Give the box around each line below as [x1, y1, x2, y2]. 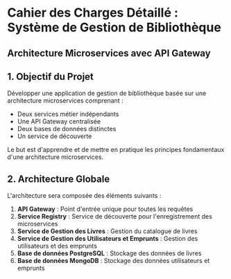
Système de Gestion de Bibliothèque [7, 19, 222, 35]
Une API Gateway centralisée [17, 117, 101, 126]
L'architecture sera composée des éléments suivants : [7, 192, 162, 200]
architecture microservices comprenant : [7, 96, 123, 105]
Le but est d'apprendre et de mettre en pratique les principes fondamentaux [7, 146, 225, 154]
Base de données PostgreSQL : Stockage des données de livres [17, 249, 202, 257]
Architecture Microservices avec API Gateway [7, 47, 212, 59]
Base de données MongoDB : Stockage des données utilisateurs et [17, 257, 210, 265]
